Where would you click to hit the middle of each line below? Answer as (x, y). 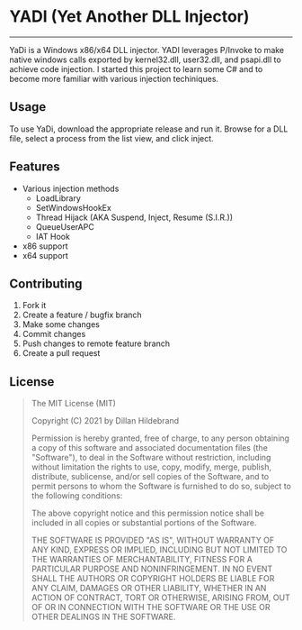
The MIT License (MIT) (74, 404)
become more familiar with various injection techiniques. (114, 78)
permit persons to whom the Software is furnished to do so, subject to (161, 486)
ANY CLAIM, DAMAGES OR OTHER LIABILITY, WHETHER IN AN (149, 589)
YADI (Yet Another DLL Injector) (129, 17)
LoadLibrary (58, 198)
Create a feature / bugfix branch (82, 315)
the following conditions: (77, 496)
